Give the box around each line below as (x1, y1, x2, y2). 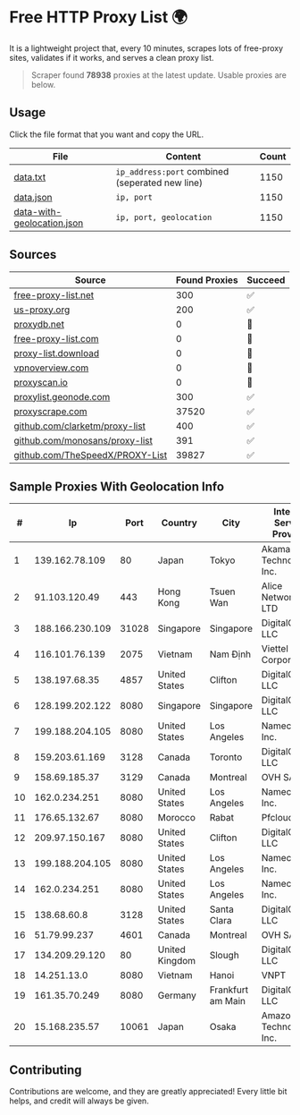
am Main (209, 995, 246, 1008)
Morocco (157, 812, 196, 824)
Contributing (9, 1062, 82, 1077)
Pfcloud (261, 812, 295, 824)
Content (165, 149, 202, 162)
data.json (13, 191, 53, 203)
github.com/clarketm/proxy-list (13, 420, 146, 432)
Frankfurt (209, 983, 248, 996)
